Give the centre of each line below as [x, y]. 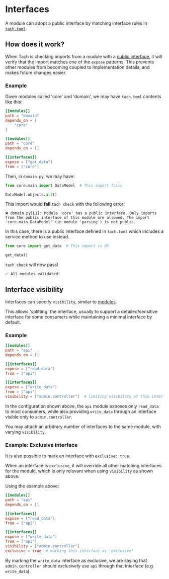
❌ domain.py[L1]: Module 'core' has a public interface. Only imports [81, 213]
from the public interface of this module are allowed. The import [77, 218]
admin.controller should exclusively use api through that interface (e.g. [80, 566]
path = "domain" [22, 116]
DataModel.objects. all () [31, 195]
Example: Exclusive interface [41, 445]
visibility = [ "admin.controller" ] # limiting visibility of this [77, 397]
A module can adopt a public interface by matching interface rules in [76, 23]
